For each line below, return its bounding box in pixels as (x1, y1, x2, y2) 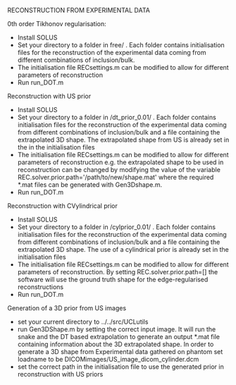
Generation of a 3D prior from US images (7, 304, 127, 312)
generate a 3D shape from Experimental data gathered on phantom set (17, 348, 223, 355)
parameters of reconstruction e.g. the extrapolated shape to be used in (17, 158, 224, 166)
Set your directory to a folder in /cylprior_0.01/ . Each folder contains (17, 223, 216, 231)
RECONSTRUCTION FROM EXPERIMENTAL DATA (7, 6, 150, 14)
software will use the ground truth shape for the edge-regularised (17, 275, 209, 283)
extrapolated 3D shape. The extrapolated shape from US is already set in (17, 135, 230, 144)
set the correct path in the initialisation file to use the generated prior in (17, 362, 224, 371)
